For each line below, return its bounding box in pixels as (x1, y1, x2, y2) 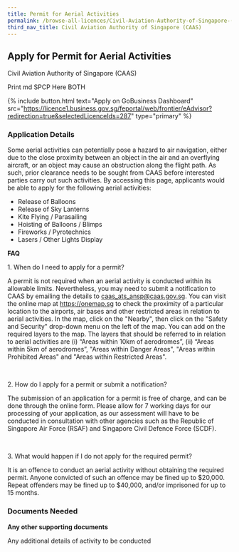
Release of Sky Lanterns (17, 205, 90, 214)
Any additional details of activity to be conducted (7, 536, 152, 545)
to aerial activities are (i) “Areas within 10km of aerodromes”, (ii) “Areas (7, 337, 215, 346)
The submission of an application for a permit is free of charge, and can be (7, 394, 227, 403)
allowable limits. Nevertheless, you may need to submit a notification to (7, 285, 216, 293)
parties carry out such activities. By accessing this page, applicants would (7, 176, 225, 185)
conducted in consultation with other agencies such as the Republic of (7, 416, 214, 425)
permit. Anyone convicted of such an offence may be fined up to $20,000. (7, 474, 225, 482)
